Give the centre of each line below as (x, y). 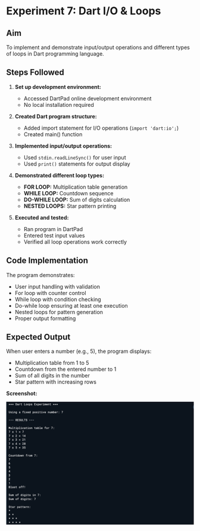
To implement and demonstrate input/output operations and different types (98, 47)
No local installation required (59, 105)
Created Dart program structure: (56, 116)
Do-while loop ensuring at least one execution (71, 305)
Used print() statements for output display (77, 164)
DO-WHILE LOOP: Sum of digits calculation (77, 199)
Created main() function (53, 134)
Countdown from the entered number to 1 (65, 369)
